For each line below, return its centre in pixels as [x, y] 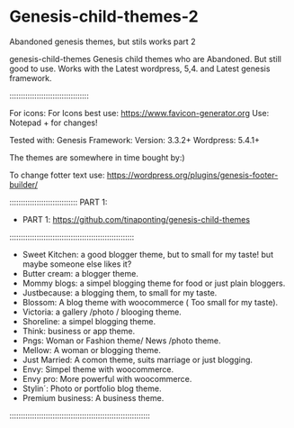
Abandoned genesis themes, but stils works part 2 [102, 41]
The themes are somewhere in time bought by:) [98, 157]
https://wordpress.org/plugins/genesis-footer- [192, 175]
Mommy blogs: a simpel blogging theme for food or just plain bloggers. [154, 283]
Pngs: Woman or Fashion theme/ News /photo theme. [122, 341]
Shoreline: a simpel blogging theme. [89, 321]
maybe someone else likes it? [77, 264]
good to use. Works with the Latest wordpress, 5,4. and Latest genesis [140, 68]
